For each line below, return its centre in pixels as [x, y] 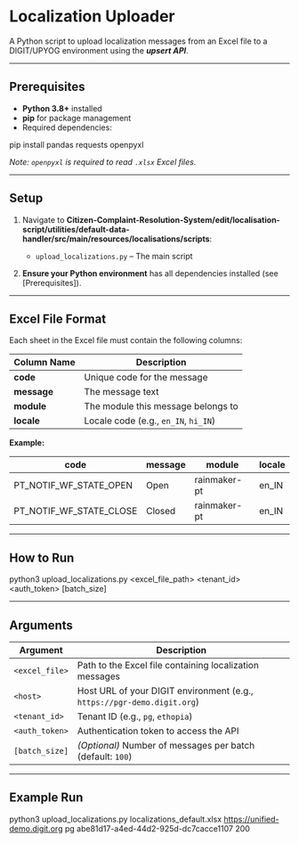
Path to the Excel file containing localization [168, 665]
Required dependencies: [67, 127]
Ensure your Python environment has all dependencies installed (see [150, 273]
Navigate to [43, 219]
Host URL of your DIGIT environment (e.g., [165, 691]
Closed [161, 512]
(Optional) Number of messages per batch [166, 745]
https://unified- [251, 819]
